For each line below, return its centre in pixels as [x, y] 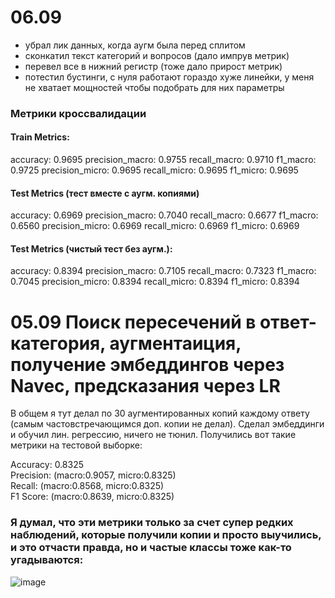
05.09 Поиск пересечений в [133, 322]
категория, [58, 343]
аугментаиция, [175, 343]
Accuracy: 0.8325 [47, 465]
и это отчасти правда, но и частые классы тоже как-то [151, 548]
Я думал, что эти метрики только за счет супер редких [152, 523]
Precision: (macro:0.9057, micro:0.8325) [93, 475]
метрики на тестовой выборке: [76, 445]
